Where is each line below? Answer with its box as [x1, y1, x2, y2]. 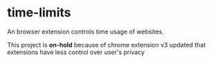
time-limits [7, 5, 71, 21]
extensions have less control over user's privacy [7, 48, 145, 56]
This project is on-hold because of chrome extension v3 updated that [7, 40, 206, 49]
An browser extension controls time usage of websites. [7, 27, 165, 36]
